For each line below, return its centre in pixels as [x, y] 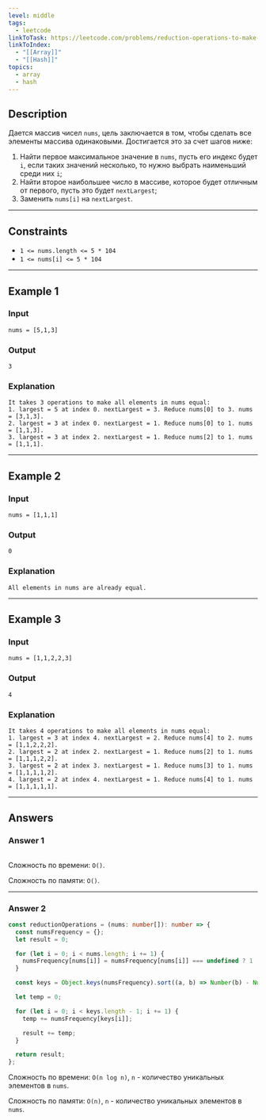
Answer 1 [27, 841]
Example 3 [35, 619]
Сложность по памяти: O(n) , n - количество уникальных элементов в [125, 1101]
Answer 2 [27, 908]
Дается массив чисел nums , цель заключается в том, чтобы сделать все [130, 133]
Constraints [38, 231]
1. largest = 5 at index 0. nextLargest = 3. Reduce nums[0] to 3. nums [131, 410]
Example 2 [34, 476]
